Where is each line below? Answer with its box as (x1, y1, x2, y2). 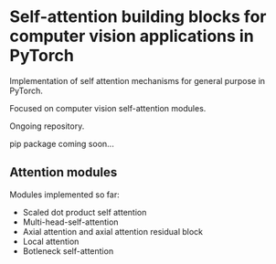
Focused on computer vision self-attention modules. (9, 102, 207, 113)
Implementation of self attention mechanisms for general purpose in (9, 75, 266, 86)
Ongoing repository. (9, 121, 85, 132)
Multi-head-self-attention (22, 216, 119, 227)
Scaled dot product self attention (22, 206, 147, 217)
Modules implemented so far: (9, 189, 121, 200)
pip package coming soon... (9, 138, 114, 149)
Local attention (22, 236, 80, 247)
